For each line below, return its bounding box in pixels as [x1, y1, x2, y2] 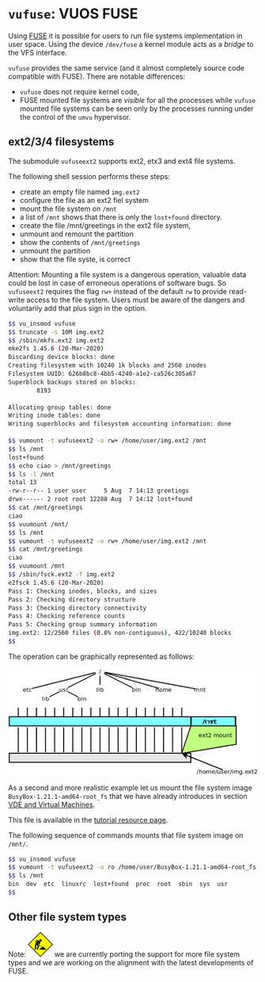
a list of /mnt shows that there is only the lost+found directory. [19, 212, 223, 222]
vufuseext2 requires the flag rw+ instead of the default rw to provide [8, 286, 228, 296]
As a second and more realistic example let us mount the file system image [8, 782, 253, 793]
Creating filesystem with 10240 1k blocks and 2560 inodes [8, 361, 207, 369]
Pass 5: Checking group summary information [8, 621, 157, 629]
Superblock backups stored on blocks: [8, 378, 136, 386]
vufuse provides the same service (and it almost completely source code [8, 63, 245, 72]
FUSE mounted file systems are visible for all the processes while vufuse [19, 95, 256, 105]
